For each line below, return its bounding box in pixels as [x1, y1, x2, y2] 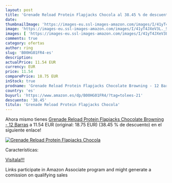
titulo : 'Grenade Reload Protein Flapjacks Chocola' [5, 102, 120, 108]
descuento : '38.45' [5, 97, 47, 102]
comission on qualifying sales [5, 172, 68, 178]
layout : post [5, 7, 33, 13]
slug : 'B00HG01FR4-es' [5, 50, 54, 55]
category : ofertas [5, 41, 45, 46]
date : [5, 17, 17, 22]
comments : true [5, 36, 38, 41]
